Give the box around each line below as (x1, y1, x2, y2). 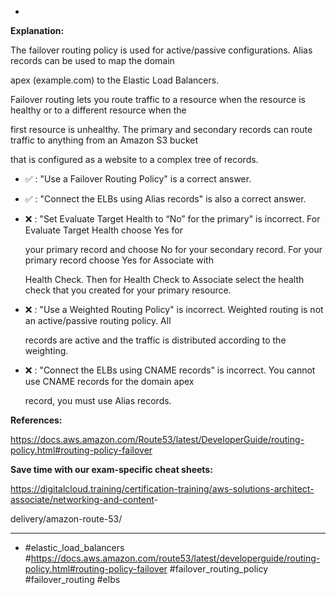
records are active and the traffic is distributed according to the (24, 334, 287, 346)
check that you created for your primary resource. (24, 284, 232, 296)
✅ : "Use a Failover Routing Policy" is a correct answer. (24, 173, 252, 185)
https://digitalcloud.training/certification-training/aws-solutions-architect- (10, 483, 315, 495)
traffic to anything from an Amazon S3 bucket (10, 134, 199, 146)
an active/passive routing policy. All (24, 315, 172, 326)
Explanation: (10, 25, 65, 36)
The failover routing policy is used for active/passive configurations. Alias (10, 44, 313, 56)
